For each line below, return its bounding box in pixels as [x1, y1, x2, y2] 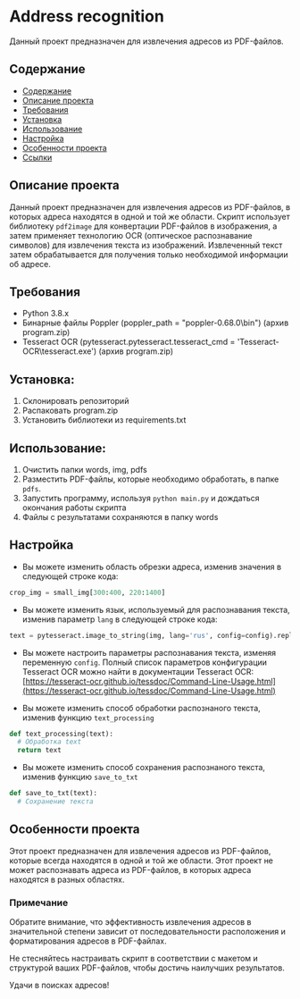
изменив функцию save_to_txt [21, 771, 138, 783]
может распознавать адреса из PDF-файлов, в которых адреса [9, 864, 252, 875]
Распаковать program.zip [21, 405, 119, 416]
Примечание [9, 896, 69, 909]
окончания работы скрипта [21, 502, 127, 513]
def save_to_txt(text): [9, 789, 98, 798]
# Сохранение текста [17, 797, 94, 806]
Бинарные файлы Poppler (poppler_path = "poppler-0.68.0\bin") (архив [21, 317, 289, 328]
